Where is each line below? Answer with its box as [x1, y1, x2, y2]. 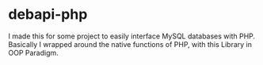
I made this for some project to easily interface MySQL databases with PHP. [8, 31, 256, 41]
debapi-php [8, 5, 88, 23]
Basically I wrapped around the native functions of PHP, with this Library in [8, 39, 252, 49]
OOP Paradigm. [8, 48, 59, 57]
